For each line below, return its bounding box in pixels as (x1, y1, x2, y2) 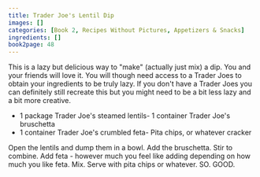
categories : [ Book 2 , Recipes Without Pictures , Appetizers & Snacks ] (8, 26, 245, 34)
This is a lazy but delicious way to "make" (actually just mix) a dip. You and (8, 62, 251, 72)
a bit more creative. (8, 96, 72, 105)
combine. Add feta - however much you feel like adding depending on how (8, 151, 251, 161)
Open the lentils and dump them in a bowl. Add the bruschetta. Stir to (8, 143, 233, 153)
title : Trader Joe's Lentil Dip (8, 11, 114, 20)
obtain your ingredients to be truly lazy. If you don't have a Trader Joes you (8, 79, 253, 89)
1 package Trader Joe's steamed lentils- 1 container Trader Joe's (19, 111, 231, 120)
